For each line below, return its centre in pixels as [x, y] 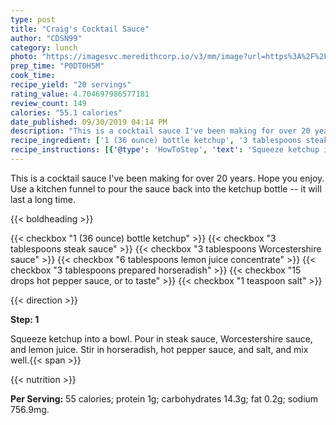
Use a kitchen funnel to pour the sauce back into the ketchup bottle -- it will [166, 188]
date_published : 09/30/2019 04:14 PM [89, 122]
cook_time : [33, 76]
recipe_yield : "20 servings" [71, 85]
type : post [33, 19]
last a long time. [43, 199]
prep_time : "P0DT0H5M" [57, 66]
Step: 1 [25, 319]
